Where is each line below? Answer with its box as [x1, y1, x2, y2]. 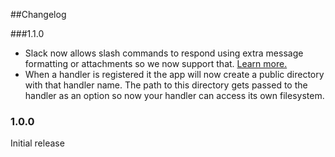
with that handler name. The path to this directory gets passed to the [24, 79, 308, 91]
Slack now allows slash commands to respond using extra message [24, 47, 304, 59]
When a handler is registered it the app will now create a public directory [24, 69, 325, 80]
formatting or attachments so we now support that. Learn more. [24, 58, 288, 69]
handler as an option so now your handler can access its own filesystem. [24, 90, 325, 101]
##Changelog [10, 9, 67, 20]
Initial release [10, 137, 65, 149]
